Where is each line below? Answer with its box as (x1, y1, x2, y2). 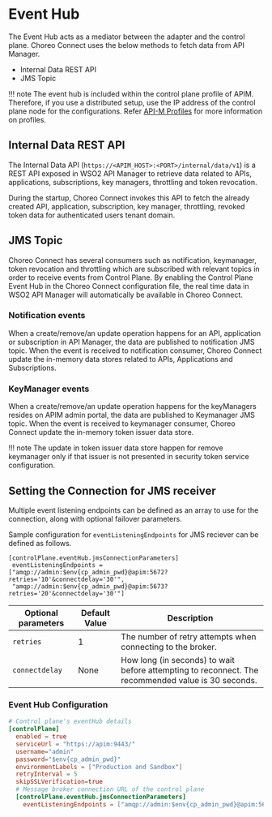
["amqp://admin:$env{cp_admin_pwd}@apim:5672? (8, 568, 168, 576)
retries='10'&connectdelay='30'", (8, 575, 125, 583)
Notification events (8, 310, 86, 321)
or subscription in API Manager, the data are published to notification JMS (8, 337, 255, 346)
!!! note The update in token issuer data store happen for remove (8, 443, 224, 453)
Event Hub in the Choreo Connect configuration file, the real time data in (8, 281, 249, 290)
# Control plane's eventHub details (8, 717, 132, 726)
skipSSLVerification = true (15, 778, 104, 786)
